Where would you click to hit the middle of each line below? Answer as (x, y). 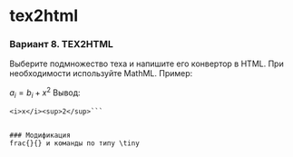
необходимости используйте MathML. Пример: (101, 74)
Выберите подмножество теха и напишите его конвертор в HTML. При (146, 64)
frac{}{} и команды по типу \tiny (75, 143)
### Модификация (40, 135)
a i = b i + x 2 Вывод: (45, 93)
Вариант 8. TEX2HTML (61, 44)
